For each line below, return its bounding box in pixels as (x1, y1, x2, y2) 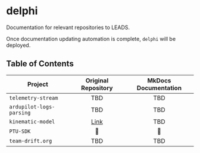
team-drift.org (9, 138, 52, 144)
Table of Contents (6, 59, 74, 69)
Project (27, 80, 49, 88)
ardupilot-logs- (9, 103, 55, 110)
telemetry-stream (9, 94, 58, 101)
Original (85, 76, 109, 84)
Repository (81, 84, 113, 92)
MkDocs (147, 76, 171, 84)
